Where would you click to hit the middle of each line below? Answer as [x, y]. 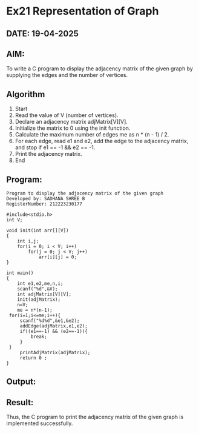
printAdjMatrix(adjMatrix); [55, 353]
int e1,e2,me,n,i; [40, 284]
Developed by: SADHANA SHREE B [46, 199]
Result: [20, 402]
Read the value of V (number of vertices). [67, 115]
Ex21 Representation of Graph [83, 11]
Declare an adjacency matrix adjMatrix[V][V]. [71, 122]
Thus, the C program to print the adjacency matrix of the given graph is [95, 417]
